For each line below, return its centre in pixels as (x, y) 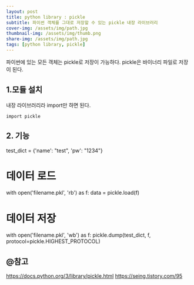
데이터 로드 (31, 176)
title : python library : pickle (46, 17)
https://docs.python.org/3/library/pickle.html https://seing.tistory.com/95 (94, 276)
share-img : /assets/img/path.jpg (47, 39)
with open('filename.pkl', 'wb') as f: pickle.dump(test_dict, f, (78, 235)
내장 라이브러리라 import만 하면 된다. (48, 105)
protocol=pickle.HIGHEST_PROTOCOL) (53, 241)
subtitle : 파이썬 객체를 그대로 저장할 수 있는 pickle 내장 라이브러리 (82, 22)
